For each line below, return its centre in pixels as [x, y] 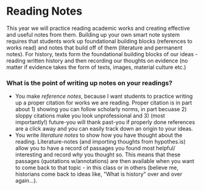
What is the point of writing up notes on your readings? [89, 82]
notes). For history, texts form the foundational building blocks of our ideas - [102, 54]
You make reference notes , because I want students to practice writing [104, 97]
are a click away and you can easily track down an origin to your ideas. [104, 129]
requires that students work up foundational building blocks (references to [100, 41]
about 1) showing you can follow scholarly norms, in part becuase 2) [101, 109]
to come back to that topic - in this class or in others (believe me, [97, 168]
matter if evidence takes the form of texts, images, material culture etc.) [96, 67]
